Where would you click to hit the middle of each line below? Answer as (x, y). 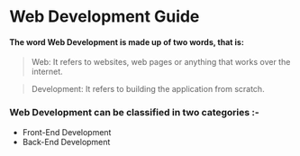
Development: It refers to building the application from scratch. (148, 89)
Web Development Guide (105, 17)
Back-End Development (66, 142)
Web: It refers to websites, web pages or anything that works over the (161, 62)
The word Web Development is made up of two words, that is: (127, 41)
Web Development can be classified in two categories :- (134, 113)
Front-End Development (67, 132)
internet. (47, 72)
